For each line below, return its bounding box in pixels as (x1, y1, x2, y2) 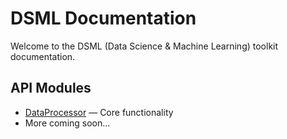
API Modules (10, 80, 92, 97)
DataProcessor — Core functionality (24, 106, 174, 118)
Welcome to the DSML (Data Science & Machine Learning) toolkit (10, 40, 279, 52)
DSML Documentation (10, 7, 197, 30)
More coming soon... (24, 117, 111, 129)
